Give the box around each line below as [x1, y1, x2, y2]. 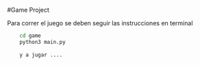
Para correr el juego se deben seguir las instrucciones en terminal [7, 19, 193, 27]
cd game [19, 32, 41, 39]
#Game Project [7, 6, 50, 14]
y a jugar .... [19, 51, 63, 58]
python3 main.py [19, 38, 66, 45]
